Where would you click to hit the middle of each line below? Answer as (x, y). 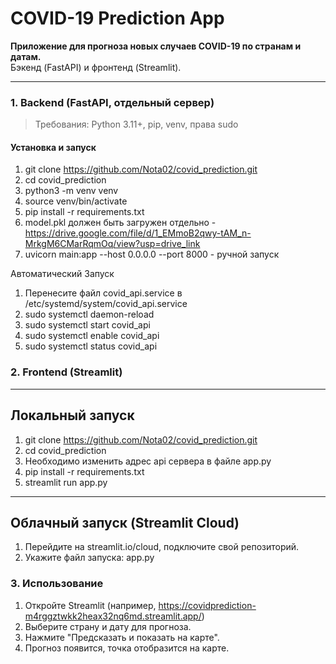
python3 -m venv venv (71, 191)
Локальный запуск (72, 415)
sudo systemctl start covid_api (87, 325)
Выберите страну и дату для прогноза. (108, 626)
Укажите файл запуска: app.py (89, 558)
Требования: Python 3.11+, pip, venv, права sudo (136, 124)
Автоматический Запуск (62, 274)
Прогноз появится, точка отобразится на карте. (127, 648)
